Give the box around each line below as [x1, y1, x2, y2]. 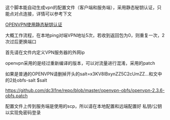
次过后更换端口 [5, 38, 36, 45]
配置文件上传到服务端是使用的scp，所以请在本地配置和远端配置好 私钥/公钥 [5, 103, 162, 109]
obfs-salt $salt [17, 77, 47, 83]
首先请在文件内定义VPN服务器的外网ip [5, 50, 85, 55]
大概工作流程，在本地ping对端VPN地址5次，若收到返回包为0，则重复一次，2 [5, 32, 165, 38]
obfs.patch [5, 93, 28, 99]
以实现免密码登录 [5, 109, 41, 115]
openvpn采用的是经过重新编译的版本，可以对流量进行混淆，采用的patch [5, 60, 155, 66]
